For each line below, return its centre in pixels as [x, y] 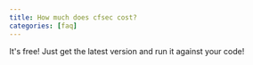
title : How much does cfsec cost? [73, 17]
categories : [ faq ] [43, 26]
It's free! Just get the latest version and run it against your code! [127, 51]
